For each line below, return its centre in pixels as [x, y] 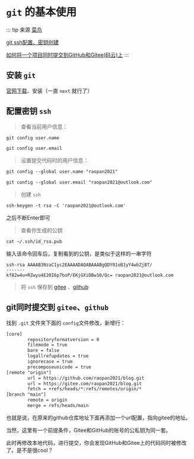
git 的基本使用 [42, 12]
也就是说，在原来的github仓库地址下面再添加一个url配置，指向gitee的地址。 [98, 418]
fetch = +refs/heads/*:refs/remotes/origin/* [85, 389]
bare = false [44, 351]
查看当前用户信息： [44, 126]
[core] [14, 334]
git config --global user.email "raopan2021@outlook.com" [79, 182]
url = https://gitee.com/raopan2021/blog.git [85, 383]
